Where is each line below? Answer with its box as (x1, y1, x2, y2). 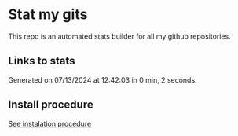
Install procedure (8, 98, 93, 112)
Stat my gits (8, 6, 88, 24)
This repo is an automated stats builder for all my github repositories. (8, 31, 231, 41)
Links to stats (8, 54, 75, 68)
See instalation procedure (8, 119, 92, 128)
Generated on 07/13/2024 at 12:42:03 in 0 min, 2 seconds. (8, 75, 198, 84)
